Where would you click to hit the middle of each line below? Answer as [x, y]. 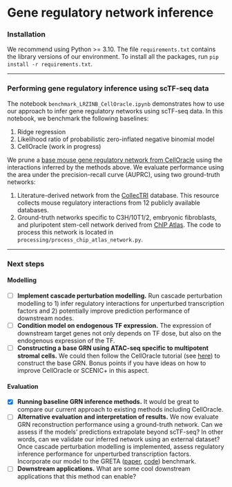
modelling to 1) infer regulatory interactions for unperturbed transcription [120, 303]
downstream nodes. [46, 318]
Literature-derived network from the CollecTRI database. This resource [118, 195]
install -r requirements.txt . [50, 64]
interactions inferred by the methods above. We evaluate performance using [116, 167]
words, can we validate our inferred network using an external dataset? [118, 439]
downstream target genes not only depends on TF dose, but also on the [119, 333]
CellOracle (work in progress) [59, 146]
